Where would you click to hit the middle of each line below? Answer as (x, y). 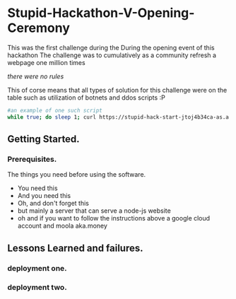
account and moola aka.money (63, 226)
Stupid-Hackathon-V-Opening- (101, 13)
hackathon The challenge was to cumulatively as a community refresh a (112, 55)
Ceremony (39, 28)
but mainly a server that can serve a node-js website (94, 211)
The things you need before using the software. (77, 175)
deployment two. (37, 287)
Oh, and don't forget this (53, 204)
